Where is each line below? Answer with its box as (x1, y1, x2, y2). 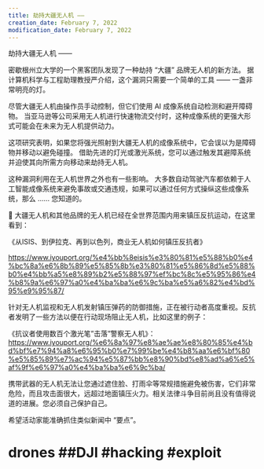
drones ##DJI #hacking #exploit (8, 443, 222, 461)
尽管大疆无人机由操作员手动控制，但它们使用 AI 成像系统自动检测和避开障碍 (8, 101, 253, 111)
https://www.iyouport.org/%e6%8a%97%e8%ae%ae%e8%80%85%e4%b (8, 338, 253, 347)
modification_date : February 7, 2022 (8, 26, 132, 34)
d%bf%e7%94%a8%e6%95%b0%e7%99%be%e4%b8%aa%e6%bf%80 (8, 346, 251, 356)
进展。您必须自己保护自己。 (21, 398, 112, 409)
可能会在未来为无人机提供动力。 (14, 121, 119, 130)
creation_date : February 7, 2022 (8, 19, 118, 27)
